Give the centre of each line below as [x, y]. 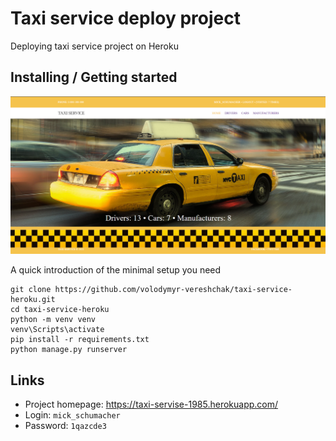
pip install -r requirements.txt [80, 340]
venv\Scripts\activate [57, 330]
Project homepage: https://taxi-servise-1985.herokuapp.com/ [151, 404]
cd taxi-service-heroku [60, 310]
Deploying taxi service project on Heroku [94, 46]
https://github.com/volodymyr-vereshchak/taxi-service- [173, 290]
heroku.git [33, 300]
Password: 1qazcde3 [65, 426]
